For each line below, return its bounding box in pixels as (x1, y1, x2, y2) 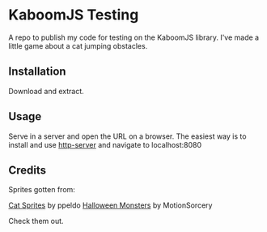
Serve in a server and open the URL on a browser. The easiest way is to (8, 131, 247, 141)
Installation (8, 65, 66, 79)
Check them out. (8, 217, 64, 226)
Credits (8, 163, 47, 177)
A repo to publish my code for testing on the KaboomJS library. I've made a (8, 32, 260, 42)
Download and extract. (8, 86, 84, 96)
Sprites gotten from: (8, 185, 75, 195)
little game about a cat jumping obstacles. (8, 41, 148, 50)
